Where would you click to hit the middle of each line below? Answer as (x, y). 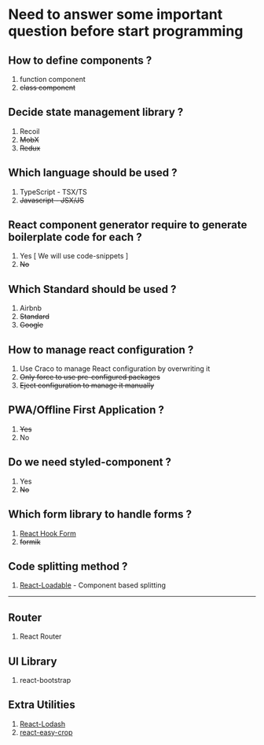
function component (53, 79)
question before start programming (126, 31)
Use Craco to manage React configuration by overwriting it (115, 369)
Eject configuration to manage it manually (87, 385)
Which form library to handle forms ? (100, 515)
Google (31, 325)
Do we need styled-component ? (90, 462)
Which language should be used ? (93, 173)
